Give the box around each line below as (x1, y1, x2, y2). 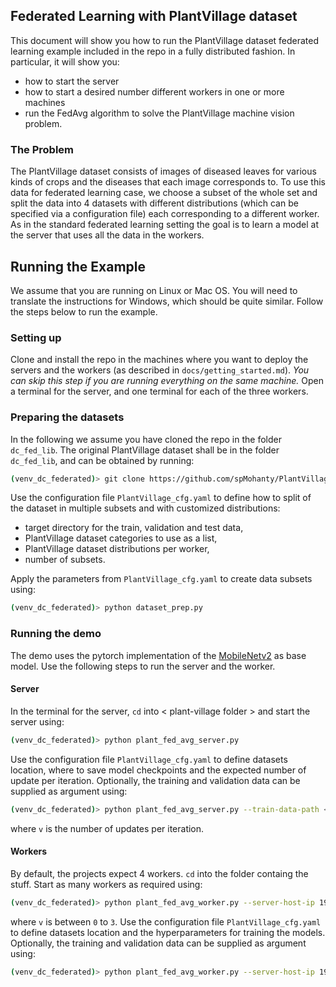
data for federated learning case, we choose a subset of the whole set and (10, 187, 318, 199)
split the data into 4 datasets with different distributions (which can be (10, 197, 299, 209)
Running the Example (10, 258, 147, 275)
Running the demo (10, 627, 102, 641)
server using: (10, 715, 65, 728)
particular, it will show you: (10, 55, 120, 68)
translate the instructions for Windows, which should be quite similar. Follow (10, 295, 324, 307)
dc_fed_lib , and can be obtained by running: (10, 454, 195, 466)
